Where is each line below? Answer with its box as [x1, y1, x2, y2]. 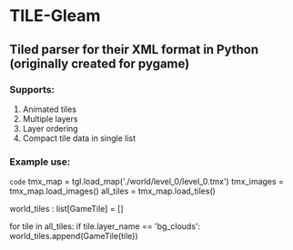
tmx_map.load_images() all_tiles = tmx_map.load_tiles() [9, 185, 217, 196]
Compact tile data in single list [22, 133, 136, 144]
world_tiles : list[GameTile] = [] [9, 204, 125, 215]
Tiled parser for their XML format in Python [9, 42, 259, 57]
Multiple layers [22, 113, 78, 124]
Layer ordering [22, 123, 79, 134]
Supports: [9, 83, 56, 95]
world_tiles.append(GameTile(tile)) [9, 231, 138, 242]
